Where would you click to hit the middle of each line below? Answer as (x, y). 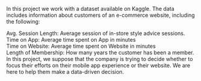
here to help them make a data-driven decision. (65, 72)
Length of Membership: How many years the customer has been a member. (100, 53)
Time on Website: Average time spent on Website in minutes (81, 46)
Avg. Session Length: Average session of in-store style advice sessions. (96, 33)
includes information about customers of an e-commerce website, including (101, 15)
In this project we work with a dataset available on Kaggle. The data (91, 9)
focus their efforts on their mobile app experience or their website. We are (98, 65)
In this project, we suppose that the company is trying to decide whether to (100, 59)
